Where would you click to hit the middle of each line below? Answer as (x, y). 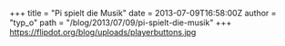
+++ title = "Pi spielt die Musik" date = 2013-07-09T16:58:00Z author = (143, 13)
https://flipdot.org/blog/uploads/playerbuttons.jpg (103, 32)
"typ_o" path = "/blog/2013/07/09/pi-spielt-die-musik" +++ (121, 23)
